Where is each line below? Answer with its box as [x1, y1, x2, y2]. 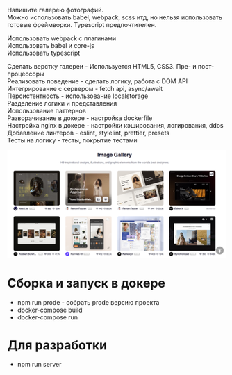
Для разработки [7, 337, 108, 353]
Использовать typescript [7, 49, 81, 57]
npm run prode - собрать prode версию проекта [17, 298, 160, 306]
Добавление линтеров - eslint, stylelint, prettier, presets [7, 128, 170, 137]
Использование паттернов [7, 107, 87, 115]
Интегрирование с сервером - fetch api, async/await [7, 85, 163, 92]
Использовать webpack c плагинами [7, 34, 117, 42]
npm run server [17, 360, 62, 369]
